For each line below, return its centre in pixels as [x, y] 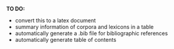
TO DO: [16, 9]
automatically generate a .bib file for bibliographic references [91, 33]
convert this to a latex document [55, 20]
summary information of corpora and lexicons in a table [84, 27]
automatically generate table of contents [65, 40]
